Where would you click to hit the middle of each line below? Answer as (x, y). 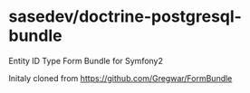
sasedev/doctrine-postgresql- (125, 17)
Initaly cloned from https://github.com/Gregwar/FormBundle (120, 78)
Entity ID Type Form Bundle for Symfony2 (86, 60)
